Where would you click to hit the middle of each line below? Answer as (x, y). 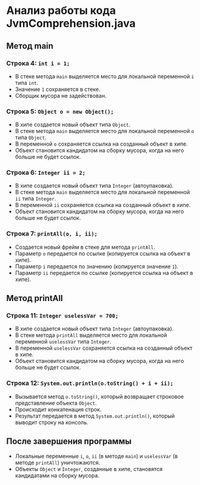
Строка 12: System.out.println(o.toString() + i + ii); (90, 383)
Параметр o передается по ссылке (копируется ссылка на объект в (102, 253)
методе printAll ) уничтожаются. (58, 463)
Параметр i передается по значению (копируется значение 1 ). (97, 266)
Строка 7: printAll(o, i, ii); (52, 234)
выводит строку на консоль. (52, 422)
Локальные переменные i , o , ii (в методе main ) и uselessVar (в (96, 456)
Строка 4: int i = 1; (38, 63)
